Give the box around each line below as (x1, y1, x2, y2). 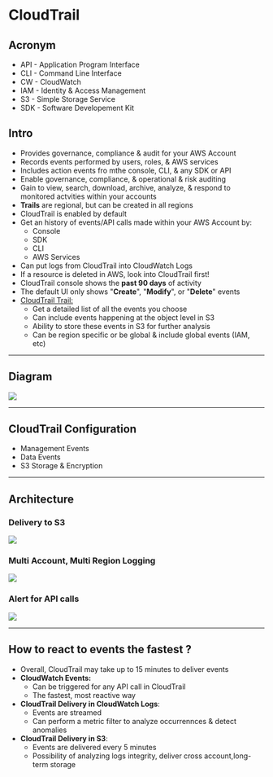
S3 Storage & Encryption (19, 461, 103, 471)
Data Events (19, 452, 61, 462)
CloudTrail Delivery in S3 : (19, 733, 108, 743)
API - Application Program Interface (19, 59, 141, 69)
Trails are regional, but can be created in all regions (19, 200, 193, 209)
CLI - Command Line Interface (19, 68, 122, 78)
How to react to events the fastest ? (8, 643, 193, 656)
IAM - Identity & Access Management (19, 86, 146, 95)
